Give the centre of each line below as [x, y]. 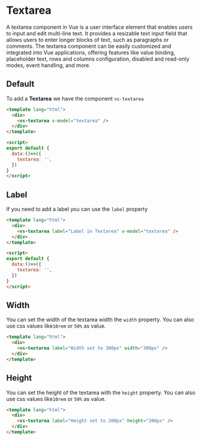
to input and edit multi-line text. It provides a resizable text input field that [97, 33]
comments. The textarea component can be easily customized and [89, 46]
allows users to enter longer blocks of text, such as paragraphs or [88, 40]
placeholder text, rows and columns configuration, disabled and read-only [98, 59]
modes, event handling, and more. [49, 65]
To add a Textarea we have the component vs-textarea [75, 98]
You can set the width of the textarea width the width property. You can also [100, 320]
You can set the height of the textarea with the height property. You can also [101, 392]
